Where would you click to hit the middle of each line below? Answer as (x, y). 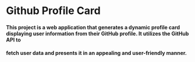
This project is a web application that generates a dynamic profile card (93, 27)
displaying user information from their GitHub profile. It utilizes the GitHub (97, 33)
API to (14, 40)
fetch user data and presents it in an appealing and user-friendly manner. (97, 53)
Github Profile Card (53, 11)
